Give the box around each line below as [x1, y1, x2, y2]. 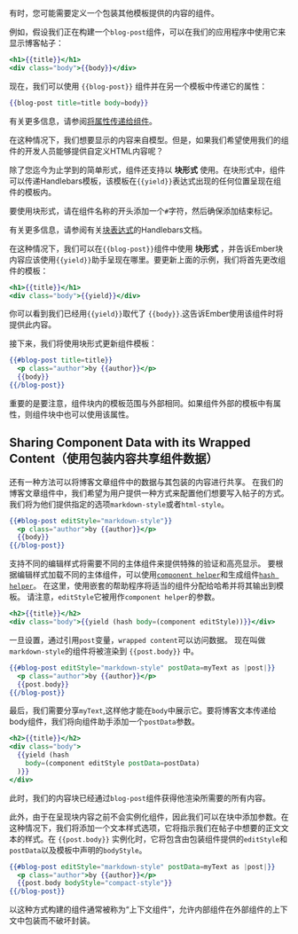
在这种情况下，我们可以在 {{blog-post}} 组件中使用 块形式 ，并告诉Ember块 [9, 243, 284, 254]
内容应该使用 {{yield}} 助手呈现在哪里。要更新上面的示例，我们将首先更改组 [9, 254, 286, 264]
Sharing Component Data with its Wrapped [9, 436, 251, 451]
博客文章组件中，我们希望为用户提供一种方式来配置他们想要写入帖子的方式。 [9, 487, 289, 498]
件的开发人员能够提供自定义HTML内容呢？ [9, 145, 164, 156]
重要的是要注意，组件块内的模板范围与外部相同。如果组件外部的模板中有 [9, 397, 273, 408]
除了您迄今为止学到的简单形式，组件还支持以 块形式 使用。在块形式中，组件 [9, 164, 286, 175]
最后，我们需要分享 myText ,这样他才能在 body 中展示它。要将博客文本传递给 [9, 705, 277, 716]
